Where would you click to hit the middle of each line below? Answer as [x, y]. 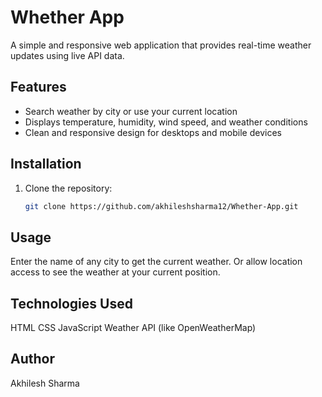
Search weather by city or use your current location [131, 111]
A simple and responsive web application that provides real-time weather [161, 45]
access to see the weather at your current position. [115, 272]
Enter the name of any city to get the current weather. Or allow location [156, 262]
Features [38, 87]
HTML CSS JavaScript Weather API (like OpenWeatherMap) [133, 328]
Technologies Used [71, 303]
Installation [46, 164]
